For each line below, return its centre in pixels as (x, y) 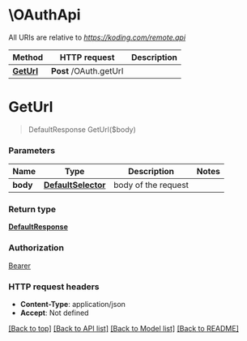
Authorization (36, 248)
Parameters (32, 150)
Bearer (19, 266)
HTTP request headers (54, 287)
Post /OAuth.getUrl (87, 70)
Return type (32, 210)
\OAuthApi (45, 15)
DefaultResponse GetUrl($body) (82, 129)
